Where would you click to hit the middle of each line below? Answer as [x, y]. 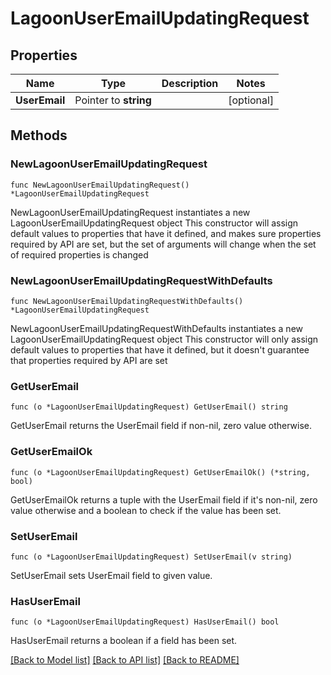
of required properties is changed [79, 254]
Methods [39, 135]
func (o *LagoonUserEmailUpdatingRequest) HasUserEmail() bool [145, 622]
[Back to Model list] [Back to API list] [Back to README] [125, 660]
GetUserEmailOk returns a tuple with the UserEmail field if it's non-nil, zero [164, 499]
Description [190, 83]
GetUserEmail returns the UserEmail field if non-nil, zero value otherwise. [161, 426]
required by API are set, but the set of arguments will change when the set [163, 244]
